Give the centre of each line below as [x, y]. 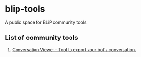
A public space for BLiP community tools [46, 22]
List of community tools [42, 38]
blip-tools [25, 9]
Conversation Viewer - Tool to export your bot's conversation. [74, 49]
